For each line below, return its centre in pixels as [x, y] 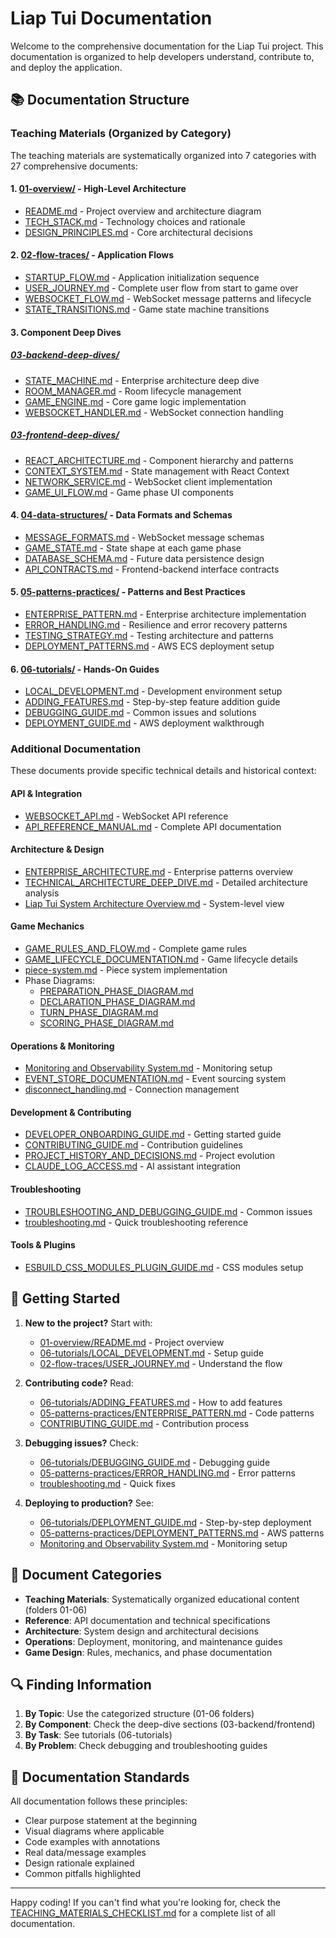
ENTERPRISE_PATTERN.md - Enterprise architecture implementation [165, 614]
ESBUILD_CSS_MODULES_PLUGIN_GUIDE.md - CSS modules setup [164, 1267]
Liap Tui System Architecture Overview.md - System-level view [154, 903]
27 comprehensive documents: [74, 166]
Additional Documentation [76, 749]
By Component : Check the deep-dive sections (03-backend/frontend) [170, 1724]
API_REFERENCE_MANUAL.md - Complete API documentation [153, 826]
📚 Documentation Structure [100, 100]
